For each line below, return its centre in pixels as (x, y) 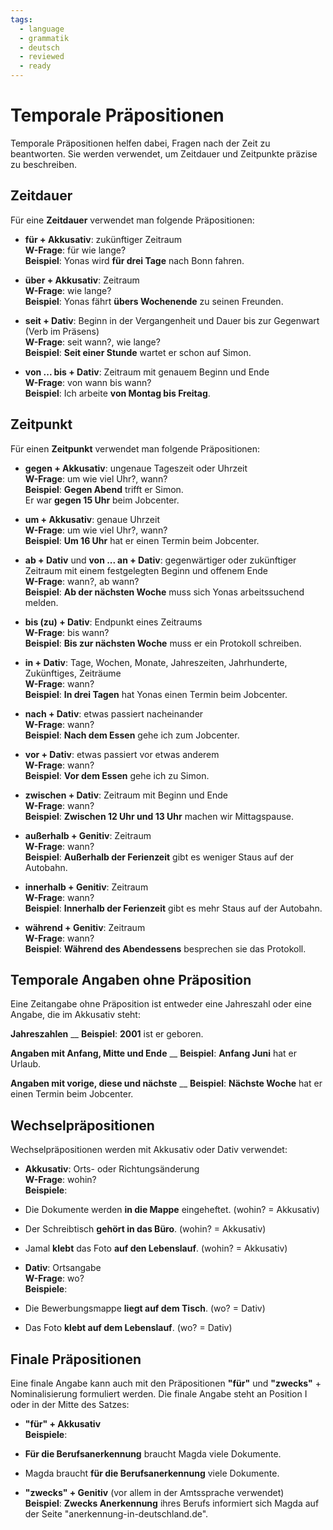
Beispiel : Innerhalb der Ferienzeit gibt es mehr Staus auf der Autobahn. (173, 908)
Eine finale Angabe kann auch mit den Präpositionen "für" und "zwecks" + (166, 1383)
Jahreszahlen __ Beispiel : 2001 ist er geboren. (107, 1034)
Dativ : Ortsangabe (63, 1268)
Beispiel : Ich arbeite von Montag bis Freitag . (117, 393)
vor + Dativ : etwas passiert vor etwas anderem (122, 754)
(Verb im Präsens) (62, 331)
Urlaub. (26, 1064)
